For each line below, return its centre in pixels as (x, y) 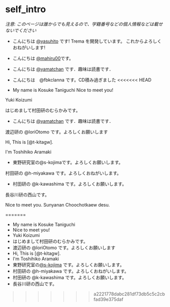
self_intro (26, 9)
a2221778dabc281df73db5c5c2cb (129, 294)
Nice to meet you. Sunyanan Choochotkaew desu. (58, 204)
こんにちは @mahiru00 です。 (43, 58)
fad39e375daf (108, 299)
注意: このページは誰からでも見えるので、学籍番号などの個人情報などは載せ (84, 24)
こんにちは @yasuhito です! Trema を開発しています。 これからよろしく (87, 41)
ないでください (21, 30)
